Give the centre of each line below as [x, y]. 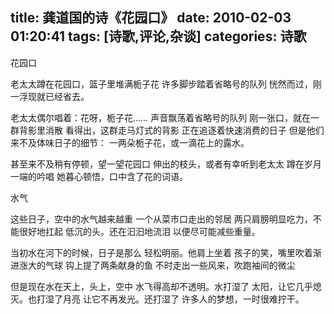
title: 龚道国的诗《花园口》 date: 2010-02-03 [151, 18]
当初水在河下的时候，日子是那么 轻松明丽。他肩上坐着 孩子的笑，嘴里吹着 [161, 252]
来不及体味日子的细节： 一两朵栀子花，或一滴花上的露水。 [130, 142]
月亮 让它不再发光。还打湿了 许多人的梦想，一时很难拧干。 [183, 299]
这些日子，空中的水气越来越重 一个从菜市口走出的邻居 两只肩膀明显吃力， [161, 219]
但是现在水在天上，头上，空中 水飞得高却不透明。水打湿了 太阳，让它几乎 [161, 286]
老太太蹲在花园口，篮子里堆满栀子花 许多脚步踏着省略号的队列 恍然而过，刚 [166, 84]
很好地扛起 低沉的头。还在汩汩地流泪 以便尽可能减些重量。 [139, 231]
